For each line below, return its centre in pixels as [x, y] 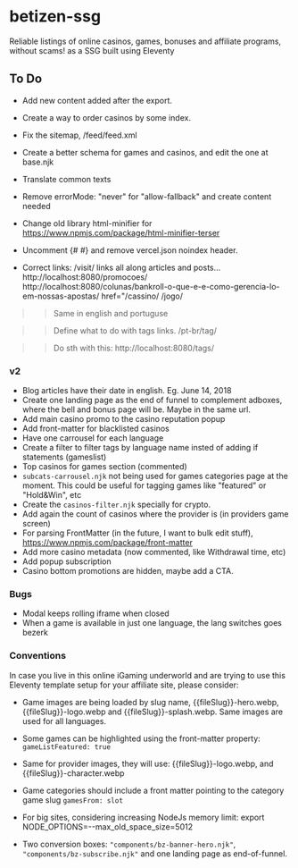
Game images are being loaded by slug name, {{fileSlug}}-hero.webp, [150, 702]
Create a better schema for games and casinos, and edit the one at [145, 152]
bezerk [35, 633]
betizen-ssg [55, 17]
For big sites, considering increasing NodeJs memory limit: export [143, 817]
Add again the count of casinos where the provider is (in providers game [155, 514]
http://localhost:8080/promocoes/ [85, 277]
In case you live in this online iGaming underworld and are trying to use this [147, 675]
